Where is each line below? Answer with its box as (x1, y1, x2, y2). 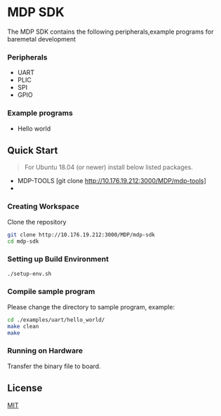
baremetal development (7, 34, 76, 43)
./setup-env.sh (7, 270, 52, 277)
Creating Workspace (7, 201, 79, 211)
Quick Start (7, 145, 58, 156)
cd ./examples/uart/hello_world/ (7, 316, 105, 323)
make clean (7, 323, 39, 330)
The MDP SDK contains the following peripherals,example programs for (7, 27, 214, 36)
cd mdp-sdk (7, 238, 39, 245)
